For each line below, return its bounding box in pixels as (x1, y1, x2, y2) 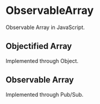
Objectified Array (5, 41, 72, 51)
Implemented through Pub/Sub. (5, 91, 84, 98)
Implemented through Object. (5, 57, 79, 64)
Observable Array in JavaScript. (5, 24, 85, 31)
